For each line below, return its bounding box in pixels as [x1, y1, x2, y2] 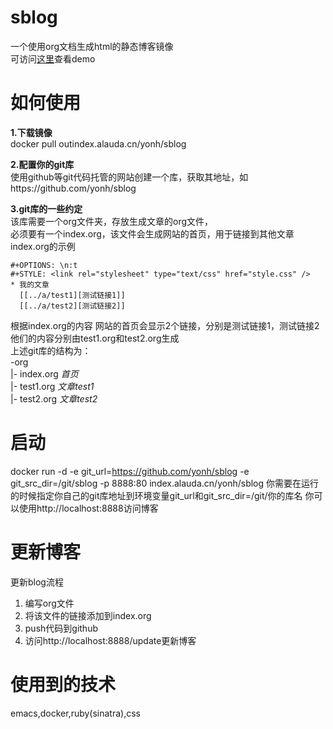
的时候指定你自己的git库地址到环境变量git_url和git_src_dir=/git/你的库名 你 [10, 489, 315, 501]
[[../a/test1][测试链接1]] [19, 290, 126, 300]
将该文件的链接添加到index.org [24, 609, 152, 621]
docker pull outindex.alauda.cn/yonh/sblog [10, 137, 187, 150]
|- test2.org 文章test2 [10, 392, 98, 405]
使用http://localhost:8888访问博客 [18, 502, 159, 514]
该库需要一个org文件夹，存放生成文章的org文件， [10, 215, 214, 227]
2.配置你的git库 [10, 158, 75, 170]
